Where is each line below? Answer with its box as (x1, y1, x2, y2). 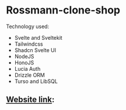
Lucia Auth (14, 65, 41, 72)
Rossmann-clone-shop (6, 4, 121, 17)
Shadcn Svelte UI (14, 46, 57, 53)
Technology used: (6, 23, 50, 30)
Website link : (6, 95, 55, 105)
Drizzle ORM (14, 71, 45, 78)
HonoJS (14, 59, 34, 66)
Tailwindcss (14, 40, 43, 47)
